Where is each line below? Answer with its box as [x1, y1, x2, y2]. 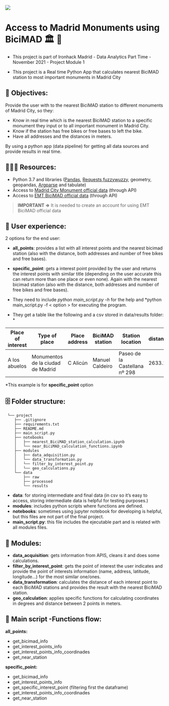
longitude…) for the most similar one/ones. [12, 574, 101, 580]
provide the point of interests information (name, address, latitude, [12, 569, 150, 574]
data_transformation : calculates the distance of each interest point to [12, 579, 158, 585]
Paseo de [119, 350, 141, 357]
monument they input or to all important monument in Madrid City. [12, 122, 150, 128]
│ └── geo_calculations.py [14, 466, 75, 471]
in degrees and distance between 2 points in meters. [12, 600, 122, 606]
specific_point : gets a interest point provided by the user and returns [12, 266, 156, 272]
